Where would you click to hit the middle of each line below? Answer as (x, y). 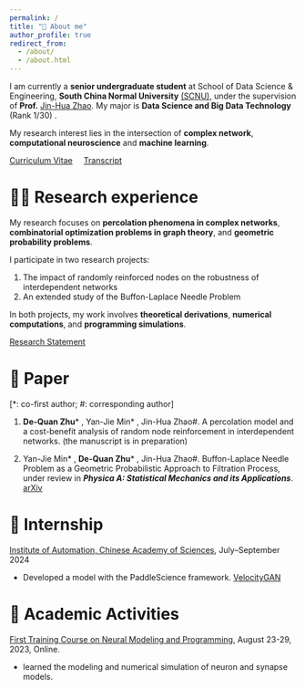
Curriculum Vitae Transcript (66, 160)
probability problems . (51, 242)
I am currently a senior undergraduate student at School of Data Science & (151, 86)
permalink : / (34, 18)
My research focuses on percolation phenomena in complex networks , (145, 222)
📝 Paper (40, 379)
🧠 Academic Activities (95, 614)
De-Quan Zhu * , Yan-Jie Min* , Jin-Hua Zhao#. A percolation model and (158, 422)
